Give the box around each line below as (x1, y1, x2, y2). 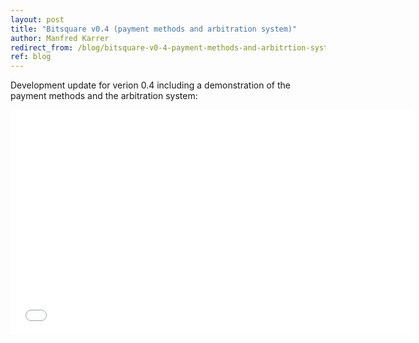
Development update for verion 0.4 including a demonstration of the (10, 79, 291, 91)
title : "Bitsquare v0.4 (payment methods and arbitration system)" (10, 24, 298, 34)
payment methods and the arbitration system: (10, 90, 198, 102)
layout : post (10, 14, 65, 25)
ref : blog (10, 52, 52, 62)
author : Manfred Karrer (10, 33, 110, 43)
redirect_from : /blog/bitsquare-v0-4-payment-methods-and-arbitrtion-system (10, 42, 338, 53)
